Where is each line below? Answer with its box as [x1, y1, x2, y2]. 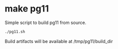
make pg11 [5, 3, 49, 14]
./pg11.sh [5, 29, 26, 34]
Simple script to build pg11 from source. [5, 19, 86, 25]
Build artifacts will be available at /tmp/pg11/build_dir [5, 38, 113, 44]
